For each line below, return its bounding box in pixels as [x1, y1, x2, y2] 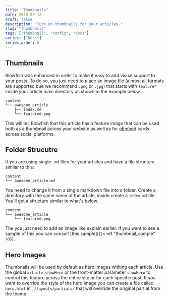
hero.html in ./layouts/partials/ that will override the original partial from [5, 285, 160, 291]
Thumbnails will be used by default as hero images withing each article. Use [5, 264, 163, 270]
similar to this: [5, 164, 34, 170]
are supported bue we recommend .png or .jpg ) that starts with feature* [5, 83, 157, 89]
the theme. [5, 291, 28, 297]
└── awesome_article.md [5, 178, 55, 184]
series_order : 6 [5, 40, 39, 45]
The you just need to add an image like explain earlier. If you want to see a [5, 225, 159, 231]
